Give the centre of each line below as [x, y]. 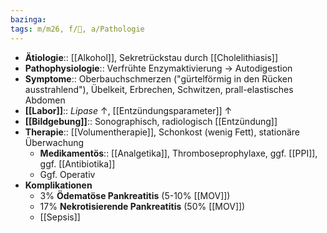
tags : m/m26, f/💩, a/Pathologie [77, 29]
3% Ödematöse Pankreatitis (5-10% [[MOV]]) [135, 195]
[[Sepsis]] [60, 217]
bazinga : [28, 19]
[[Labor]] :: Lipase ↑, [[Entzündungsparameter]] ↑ [128, 110]
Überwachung [54, 142]
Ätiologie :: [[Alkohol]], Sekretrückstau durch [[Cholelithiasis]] [151, 57]
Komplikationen [58, 185]
